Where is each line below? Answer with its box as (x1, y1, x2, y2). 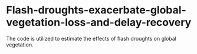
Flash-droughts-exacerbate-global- (6, 3, 187, 17)
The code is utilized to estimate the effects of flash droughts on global (6, 35, 177, 42)
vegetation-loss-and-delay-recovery (6, 16, 192, 29)
